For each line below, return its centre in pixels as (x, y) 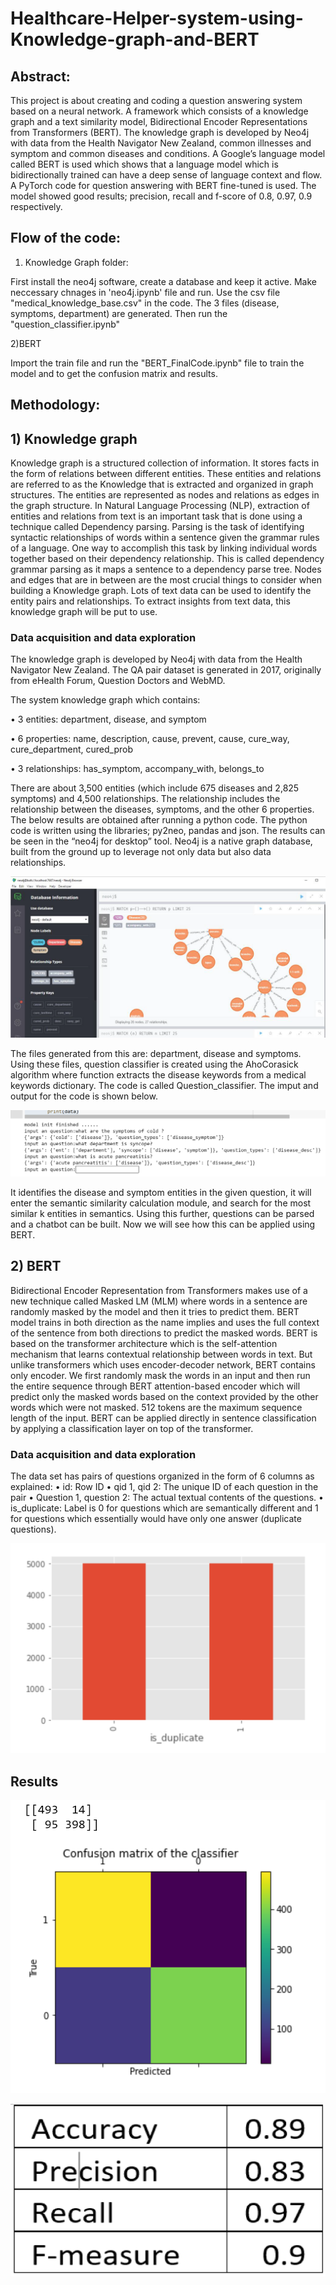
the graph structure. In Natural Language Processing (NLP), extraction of (160, 506)
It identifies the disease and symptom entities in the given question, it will (161, 1193)
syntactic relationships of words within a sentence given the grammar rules (165, 538)
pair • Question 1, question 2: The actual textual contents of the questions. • (167, 1498)
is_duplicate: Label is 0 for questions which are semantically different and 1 (164, 1508)
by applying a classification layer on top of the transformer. (132, 1428)
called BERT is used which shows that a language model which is (144, 164)
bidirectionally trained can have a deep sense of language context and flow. (166, 175)
